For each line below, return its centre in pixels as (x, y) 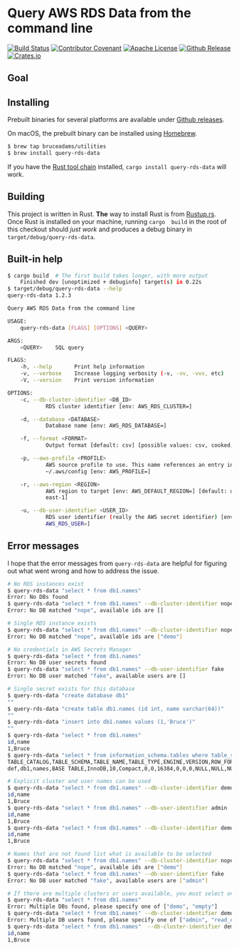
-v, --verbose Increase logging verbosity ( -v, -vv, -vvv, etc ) (122, 374)
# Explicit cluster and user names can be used (79, 782)
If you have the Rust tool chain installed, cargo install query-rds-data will (117, 166)
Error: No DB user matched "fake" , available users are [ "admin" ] (108, 880)
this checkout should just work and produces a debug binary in (100, 229)
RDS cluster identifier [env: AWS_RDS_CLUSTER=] (119, 406)
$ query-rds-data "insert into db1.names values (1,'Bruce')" (101, 722)
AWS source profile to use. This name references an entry (134, 465)
